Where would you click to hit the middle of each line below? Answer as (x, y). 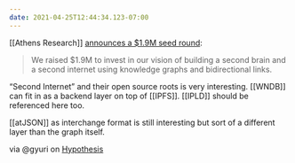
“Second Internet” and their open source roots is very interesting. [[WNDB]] (147, 86)
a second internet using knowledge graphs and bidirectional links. (151, 69)
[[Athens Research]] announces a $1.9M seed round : (106, 43)
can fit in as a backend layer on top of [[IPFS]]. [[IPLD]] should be (129, 96)
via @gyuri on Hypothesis (56, 149)
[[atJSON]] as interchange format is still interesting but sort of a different (142, 122)
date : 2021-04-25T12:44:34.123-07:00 (79, 17)
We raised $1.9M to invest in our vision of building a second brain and (158, 59)
